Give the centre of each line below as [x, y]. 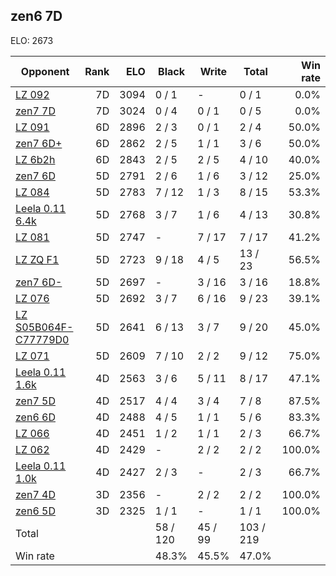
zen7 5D [35, 401]
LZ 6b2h [35, 159]
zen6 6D [35, 417]
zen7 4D [35, 494]
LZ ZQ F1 [37, 259]
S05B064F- [44, 327]
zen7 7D [35, 111]
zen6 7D [36, 16]
